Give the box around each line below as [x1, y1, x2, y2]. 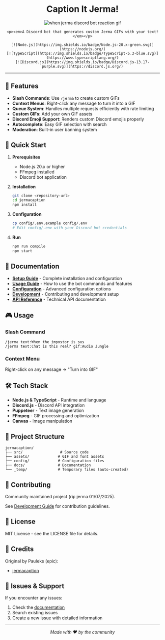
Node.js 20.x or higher [19, 163, 65, 169]
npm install [12, 202, 37, 207]
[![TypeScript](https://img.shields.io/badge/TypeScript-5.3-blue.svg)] [6, 51, 159, 56]
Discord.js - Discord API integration [12, 402, 85, 408]
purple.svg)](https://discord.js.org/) [41, 64, 124, 69]
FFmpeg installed [19, 169, 55, 175]
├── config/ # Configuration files [5, 458, 105, 464]
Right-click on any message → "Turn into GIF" [5, 366, 98, 372]
